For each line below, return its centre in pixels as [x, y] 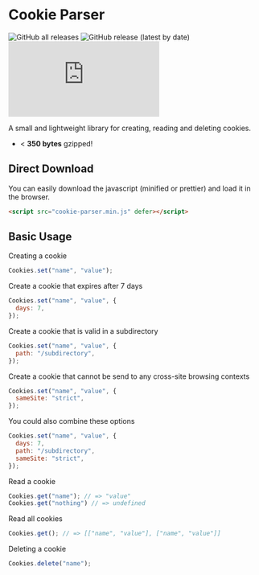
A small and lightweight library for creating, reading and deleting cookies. [130, 128]
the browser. [29, 197]
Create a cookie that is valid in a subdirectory [83, 331]
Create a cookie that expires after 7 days [76, 286]
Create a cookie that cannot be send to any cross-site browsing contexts [129, 376]
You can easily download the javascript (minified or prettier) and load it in [129, 188]
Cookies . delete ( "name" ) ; [50, 564]
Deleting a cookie [37, 549]
